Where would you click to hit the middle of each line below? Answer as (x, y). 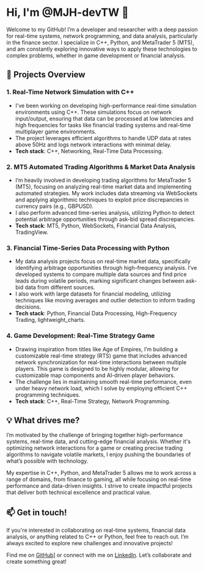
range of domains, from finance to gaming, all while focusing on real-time (99, 479)
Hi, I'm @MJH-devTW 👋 (68, 13)
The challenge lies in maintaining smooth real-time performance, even (104, 381)
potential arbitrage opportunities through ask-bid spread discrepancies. (105, 219)
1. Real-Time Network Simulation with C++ (70, 92)
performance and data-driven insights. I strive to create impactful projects (100, 486)
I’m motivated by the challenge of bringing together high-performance (95, 435)
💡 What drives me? (43, 420)
